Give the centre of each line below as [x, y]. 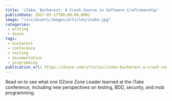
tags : [11, 39]
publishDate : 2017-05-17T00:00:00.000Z [48, 15]
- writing [18, 29]
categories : [18, 24]
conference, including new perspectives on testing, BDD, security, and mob [85, 87]
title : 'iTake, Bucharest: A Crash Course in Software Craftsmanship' [82, 10]
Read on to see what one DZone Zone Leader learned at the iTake [75, 82]
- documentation [25, 58]
